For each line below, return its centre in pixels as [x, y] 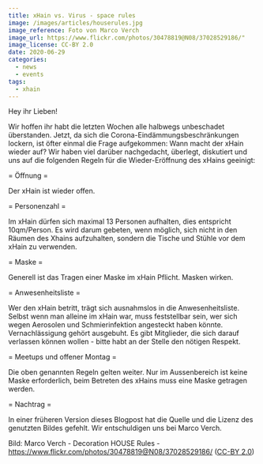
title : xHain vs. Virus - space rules [72, 15]
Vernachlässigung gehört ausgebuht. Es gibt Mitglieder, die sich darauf [124, 334]
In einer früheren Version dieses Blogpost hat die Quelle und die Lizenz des [131, 420]
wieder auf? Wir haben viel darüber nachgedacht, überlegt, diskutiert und [128, 152]
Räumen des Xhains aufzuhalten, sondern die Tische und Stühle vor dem [127, 239]
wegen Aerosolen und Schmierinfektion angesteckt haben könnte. [116, 325]
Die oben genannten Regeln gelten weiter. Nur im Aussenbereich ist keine [128, 372]
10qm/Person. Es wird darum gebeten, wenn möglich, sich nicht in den [123, 230]
